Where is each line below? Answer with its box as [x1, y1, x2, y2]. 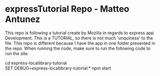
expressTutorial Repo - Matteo [5, 3, 129, 15]
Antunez [5, 14, 40, 25]
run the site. [5, 50, 29, 57]
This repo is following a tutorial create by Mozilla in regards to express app [5, 30, 154, 36]
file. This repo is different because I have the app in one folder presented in [5, 40, 156, 46]
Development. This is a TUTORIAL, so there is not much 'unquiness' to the [5, 35, 153, 41]
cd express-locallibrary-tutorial [5, 60, 67, 66]
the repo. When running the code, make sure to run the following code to [5, 45, 151, 51]
